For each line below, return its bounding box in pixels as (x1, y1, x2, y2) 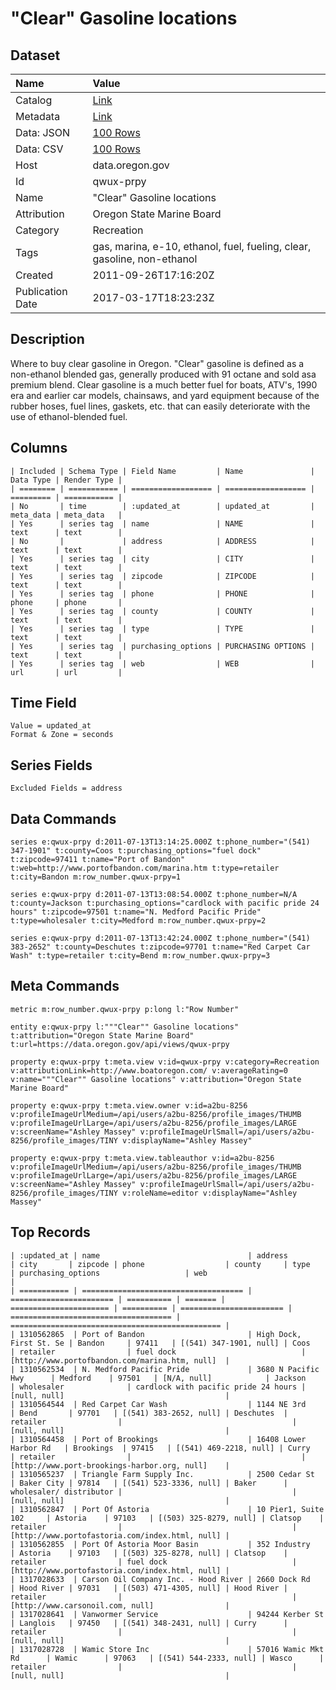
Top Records (10, 1224, 91, 1241)
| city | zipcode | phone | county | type (10, 1259, 311, 1269)
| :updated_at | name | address (10, 1250, 288, 1261)
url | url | (10, 667, 123, 677)
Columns (10, 440, 68, 457)
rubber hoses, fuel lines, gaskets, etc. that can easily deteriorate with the (10, 400, 311, 412)
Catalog (15, 93, 53, 107)
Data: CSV (15, 142, 64, 156)
